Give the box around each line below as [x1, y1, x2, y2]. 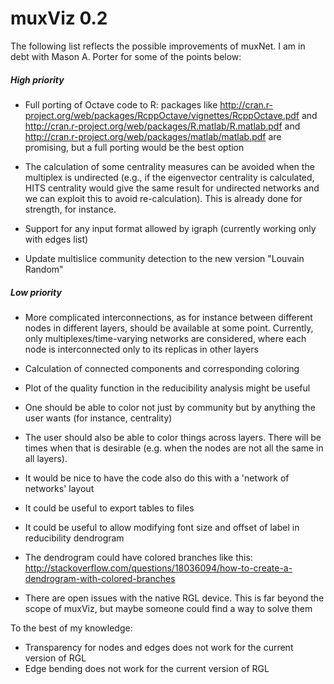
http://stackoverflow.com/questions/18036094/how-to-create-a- [24, 562, 293, 574]
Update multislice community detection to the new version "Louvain [24, 252, 305, 264]
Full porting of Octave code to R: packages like [24, 98, 218, 111]
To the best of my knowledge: [10, 622, 133, 634]
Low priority [10, 286, 62, 298]
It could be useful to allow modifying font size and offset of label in [24, 521, 300, 533]
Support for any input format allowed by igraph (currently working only [24, 222, 317, 234]
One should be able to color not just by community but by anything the [24, 401, 316, 413]
